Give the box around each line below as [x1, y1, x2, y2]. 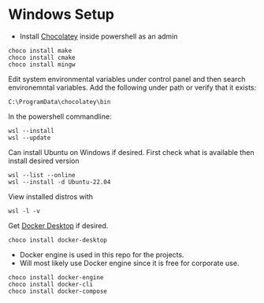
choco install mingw [8, 61, 76, 68]
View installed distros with [8, 191, 93, 201]
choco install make [8, 46, 73, 54]
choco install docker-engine [8, 273, 104, 281]
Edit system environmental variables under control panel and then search [8, 74, 246, 83]
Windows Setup [8, 6, 114, 24]
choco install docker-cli [8, 280, 93, 288]
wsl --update [8, 134, 51, 142]
